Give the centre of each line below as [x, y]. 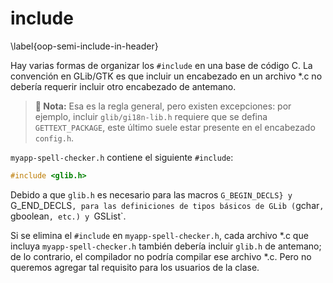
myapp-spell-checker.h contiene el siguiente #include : [122, 157]
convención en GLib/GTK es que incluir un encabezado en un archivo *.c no [166, 76]
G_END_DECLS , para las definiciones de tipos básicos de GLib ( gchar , [167, 205]
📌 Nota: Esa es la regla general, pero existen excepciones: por [163, 106]
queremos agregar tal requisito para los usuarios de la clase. [135, 267]
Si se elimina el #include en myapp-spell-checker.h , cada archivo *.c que [159, 235]
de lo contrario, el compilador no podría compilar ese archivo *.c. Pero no [161, 256]
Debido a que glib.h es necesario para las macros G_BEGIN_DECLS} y [151, 194]
